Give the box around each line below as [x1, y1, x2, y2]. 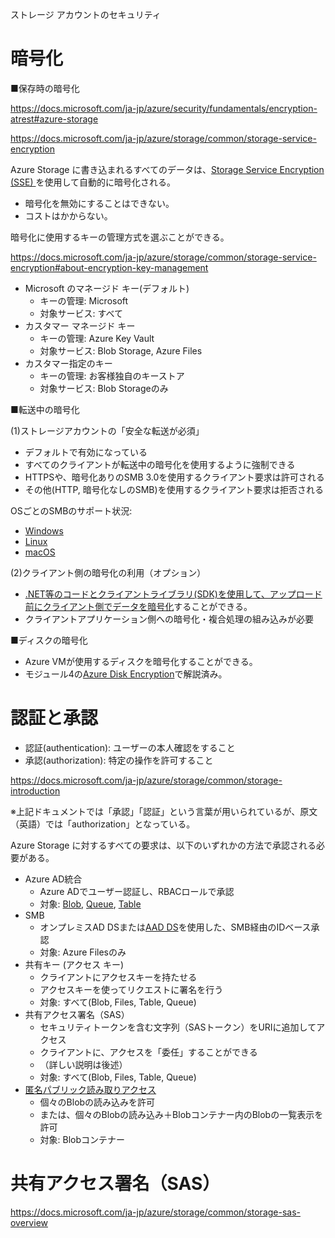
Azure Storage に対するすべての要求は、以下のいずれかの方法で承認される [10, 839, 317, 851]
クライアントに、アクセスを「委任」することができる [39, 1046, 258, 1058]
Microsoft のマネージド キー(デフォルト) [24, 282, 190, 294]
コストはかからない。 [24, 209, 113, 222]
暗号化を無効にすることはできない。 [24, 197, 175, 209]
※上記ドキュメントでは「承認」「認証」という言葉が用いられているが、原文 [10, 805, 318, 817]
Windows [24, 524, 64, 537]
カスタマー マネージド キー [24, 319, 136, 332]
